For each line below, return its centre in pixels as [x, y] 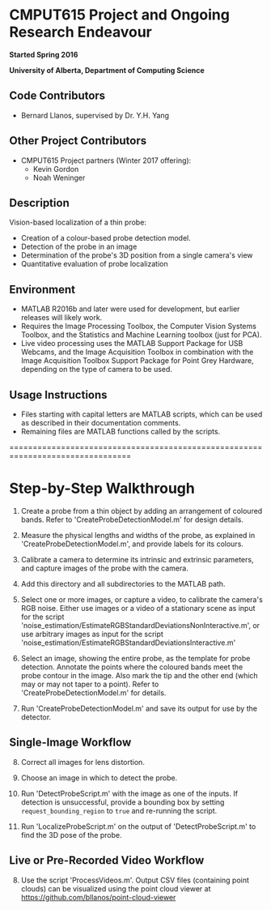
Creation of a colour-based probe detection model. [106, 238]
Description [39, 203]
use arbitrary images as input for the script [92, 634]
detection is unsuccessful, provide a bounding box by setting [123, 802]
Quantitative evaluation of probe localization [94, 264]
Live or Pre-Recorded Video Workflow [107, 861]
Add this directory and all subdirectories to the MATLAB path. [123, 583]
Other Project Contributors [78, 141]
